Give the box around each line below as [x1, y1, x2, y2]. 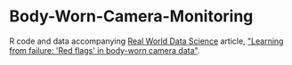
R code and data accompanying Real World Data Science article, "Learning [9, 36, 284, 46]
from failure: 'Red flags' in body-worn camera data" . [9, 45, 200, 55]
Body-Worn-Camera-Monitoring [9, 6, 254, 27]
